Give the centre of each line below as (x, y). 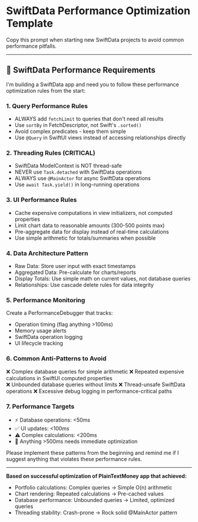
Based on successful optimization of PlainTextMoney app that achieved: (96, 476)
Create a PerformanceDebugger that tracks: (60, 313)
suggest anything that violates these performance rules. (74, 459)
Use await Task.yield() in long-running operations (77, 185)
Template (29, 23)
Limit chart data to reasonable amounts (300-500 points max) (90, 225)
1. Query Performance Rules (47, 106)
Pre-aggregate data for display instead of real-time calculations (92, 231)
